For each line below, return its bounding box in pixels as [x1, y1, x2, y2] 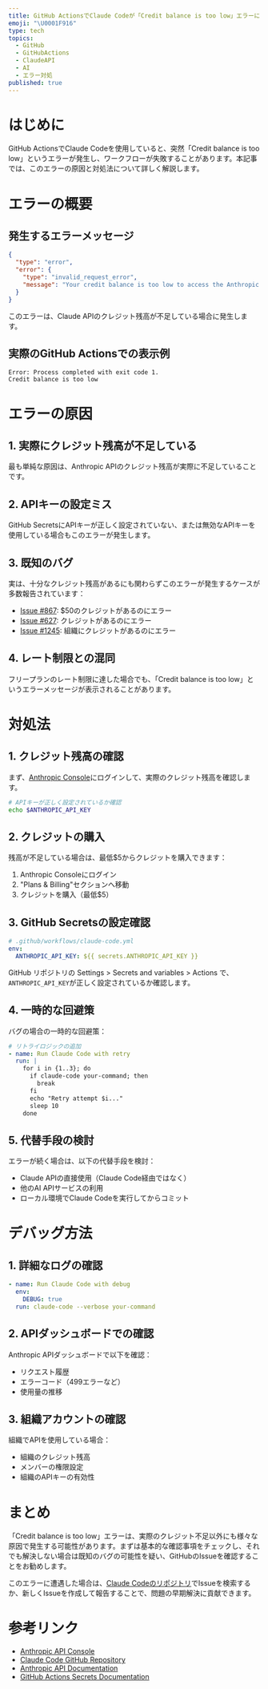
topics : [8, 34, 34, 42]
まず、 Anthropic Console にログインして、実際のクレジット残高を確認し [8, 772, 244, 782]
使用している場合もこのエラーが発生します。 [8, 530, 155, 540]
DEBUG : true [22, 1295, 62, 1303]
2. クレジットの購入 [8, 830, 106, 844]
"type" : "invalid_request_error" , [22, 273, 138, 281]
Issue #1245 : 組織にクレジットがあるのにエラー [19, 626, 176, 635]
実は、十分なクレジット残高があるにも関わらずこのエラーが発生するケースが [8, 578, 261, 588]
